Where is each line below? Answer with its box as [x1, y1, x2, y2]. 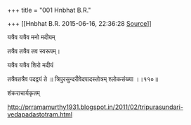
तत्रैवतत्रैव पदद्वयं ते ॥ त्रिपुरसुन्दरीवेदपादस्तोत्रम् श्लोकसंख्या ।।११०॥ [7, 75, 159, 83]
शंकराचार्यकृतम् [7, 89, 41, 97]
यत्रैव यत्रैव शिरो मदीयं [7, 61, 54, 69]
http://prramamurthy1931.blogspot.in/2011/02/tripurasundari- [7, 103, 184, 111]
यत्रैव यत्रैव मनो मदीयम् [7, 33, 55, 41]
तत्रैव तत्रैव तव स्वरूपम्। [7, 47, 61, 55]
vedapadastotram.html [7, 110, 72, 118]
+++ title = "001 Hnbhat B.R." [7, 6, 91, 14]
